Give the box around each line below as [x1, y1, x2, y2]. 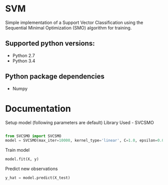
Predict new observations [5, 166, 58, 172]
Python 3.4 [12, 58, 35, 64]
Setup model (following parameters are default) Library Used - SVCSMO [5, 119, 154, 125]
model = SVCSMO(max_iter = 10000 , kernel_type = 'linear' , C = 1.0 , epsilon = [5, 138, 157, 143]
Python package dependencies [5, 72, 105, 81]
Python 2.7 [12, 52, 35, 58]
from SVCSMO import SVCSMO [5, 133, 61, 139]
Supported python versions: [5, 39, 95, 48]
